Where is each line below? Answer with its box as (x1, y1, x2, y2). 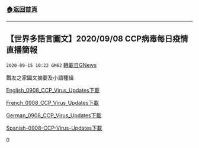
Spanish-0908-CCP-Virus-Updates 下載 (6, 124, 102, 131)
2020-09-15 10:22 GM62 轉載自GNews (6, 62, 97, 69)
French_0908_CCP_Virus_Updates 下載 (6, 99, 99, 107)
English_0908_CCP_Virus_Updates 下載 (6, 87, 100, 94)
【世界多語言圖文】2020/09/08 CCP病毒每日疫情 (6, 34, 188, 44)
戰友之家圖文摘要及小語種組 (6, 74, 74, 81)
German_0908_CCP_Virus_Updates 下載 (6, 112, 102, 119)
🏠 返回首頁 (6, 5, 38, 13)
